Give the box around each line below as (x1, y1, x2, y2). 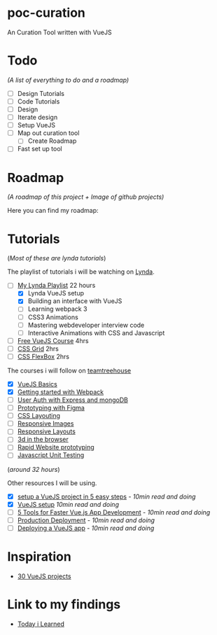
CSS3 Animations (27, 313, 78, 321)
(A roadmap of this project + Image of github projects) (7, 193, 164, 201)
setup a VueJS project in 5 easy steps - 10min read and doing (17, 492, 196, 501)
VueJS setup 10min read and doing (17, 500, 119, 508)
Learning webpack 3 (27, 305, 87, 313)
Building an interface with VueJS (27, 297, 122, 305)
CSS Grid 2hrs (17, 344, 59, 353)
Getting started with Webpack (17, 387, 104, 396)
